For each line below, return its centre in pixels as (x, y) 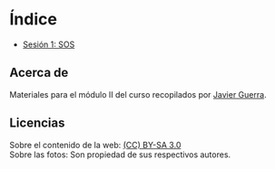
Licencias (37, 123)
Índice (33, 19)
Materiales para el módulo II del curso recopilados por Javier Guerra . (138, 94)
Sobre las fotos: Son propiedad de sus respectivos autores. (120, 155)
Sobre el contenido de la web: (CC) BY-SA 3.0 (95, 145)
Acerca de (39, 73)
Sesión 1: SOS (49, 44)
